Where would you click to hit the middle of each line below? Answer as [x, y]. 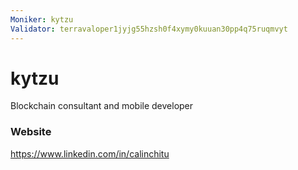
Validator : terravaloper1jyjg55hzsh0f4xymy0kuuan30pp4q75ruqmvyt [149, 29]
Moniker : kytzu [42, 19]
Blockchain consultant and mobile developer [102, 106]
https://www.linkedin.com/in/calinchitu [90, 153]
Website [31, 132]
